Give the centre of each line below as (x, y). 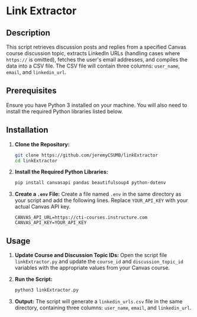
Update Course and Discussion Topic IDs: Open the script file (91, 255)
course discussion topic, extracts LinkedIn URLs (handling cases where (93, 53)
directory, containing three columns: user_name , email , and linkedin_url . (103, 308)
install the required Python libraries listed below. (64, 111)
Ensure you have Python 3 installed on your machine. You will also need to (97, 105)
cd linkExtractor (36, 161)
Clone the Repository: (42, 144)
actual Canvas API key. (43, 207)
